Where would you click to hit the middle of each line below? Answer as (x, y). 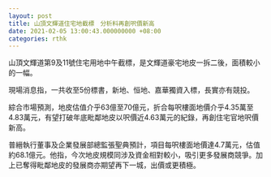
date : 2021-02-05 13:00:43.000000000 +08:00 (85, 31)
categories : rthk (38, 39)
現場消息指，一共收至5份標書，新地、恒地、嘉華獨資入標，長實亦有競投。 (131, 90)
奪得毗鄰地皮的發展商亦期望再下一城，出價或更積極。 (111, 165)
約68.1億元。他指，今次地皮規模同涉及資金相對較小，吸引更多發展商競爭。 (132, 155)
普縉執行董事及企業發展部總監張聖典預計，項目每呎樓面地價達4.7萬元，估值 (135, 145)
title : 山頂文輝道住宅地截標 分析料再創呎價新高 (82, 24)
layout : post (30, 16)
